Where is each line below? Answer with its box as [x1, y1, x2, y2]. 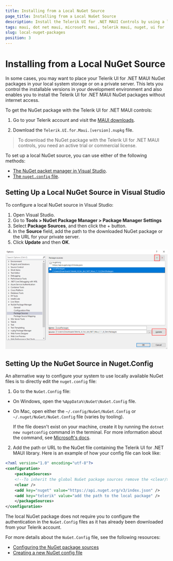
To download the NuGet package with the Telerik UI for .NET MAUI [18, 137, 160, 143]
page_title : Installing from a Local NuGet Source [5, 13, 116, 19]
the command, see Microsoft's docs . [12, 435, 91, 441]
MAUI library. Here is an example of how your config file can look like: [12, 450, 161, 456]
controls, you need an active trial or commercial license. [18, 142, 137, 149]
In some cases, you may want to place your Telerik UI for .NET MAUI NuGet [5, 75, 165, 81]
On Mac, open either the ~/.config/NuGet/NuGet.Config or [12, 408, 136, 414]
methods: [5, 157, 26, 164]
